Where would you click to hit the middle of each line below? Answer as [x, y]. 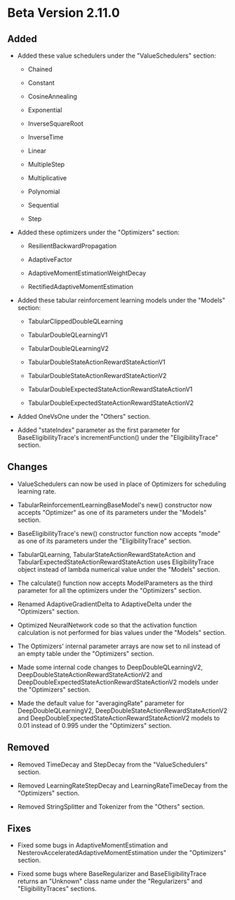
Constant [41, 83]
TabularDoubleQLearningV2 [68, 348]
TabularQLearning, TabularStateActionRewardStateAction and [107, 554]
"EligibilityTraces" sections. [57, 889]
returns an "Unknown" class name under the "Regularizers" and [110, 881]
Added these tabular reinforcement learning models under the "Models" [121, 300]
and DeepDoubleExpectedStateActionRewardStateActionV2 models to [119, 718]
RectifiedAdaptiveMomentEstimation [81, 287]
